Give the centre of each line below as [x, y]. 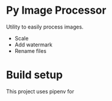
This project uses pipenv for [40, 91]
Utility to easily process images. [45, 27]
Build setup [34, 75]
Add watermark [34, 45]
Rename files [30, 50]
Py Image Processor [56, 10]
